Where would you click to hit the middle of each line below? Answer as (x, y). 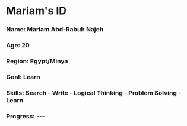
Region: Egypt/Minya (37, 61)
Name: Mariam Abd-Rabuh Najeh (55, 30)
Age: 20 (18, 46)
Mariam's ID (37, 11)
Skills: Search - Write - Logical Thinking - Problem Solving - (94, 93)
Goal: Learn (23, 77)
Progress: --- (26, 116)
